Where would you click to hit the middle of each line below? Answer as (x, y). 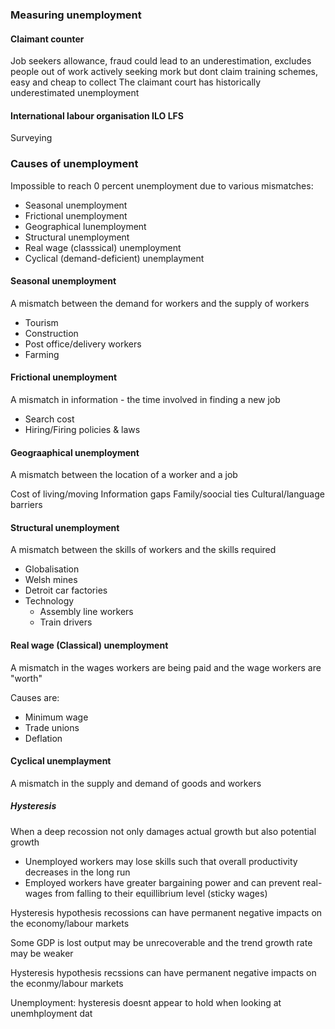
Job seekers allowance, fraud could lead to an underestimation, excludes (161, 61)
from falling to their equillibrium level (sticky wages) (161, 893)
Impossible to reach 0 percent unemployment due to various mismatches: (162, 185)
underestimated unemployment (75, 93)
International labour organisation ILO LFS (97, 115)
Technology (49, 601)
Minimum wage (56, 717)
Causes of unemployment (74, 164)
